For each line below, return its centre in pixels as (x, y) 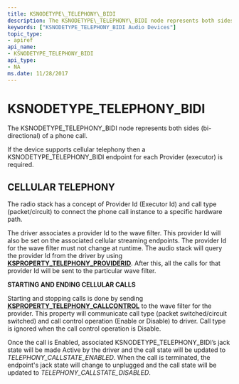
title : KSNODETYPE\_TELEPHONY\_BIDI (62, 14)
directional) (24, 136)
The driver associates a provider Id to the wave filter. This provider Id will (114, 233)
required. (21, 165)
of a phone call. (65, 136)
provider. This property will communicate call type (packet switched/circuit (117, 314)
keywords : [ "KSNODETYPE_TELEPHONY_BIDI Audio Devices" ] (92, 27)
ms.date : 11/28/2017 (38, 73)
